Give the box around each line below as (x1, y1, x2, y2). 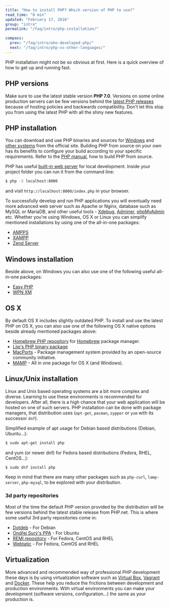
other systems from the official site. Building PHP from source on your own (5, 143, 161, 149)
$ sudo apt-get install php (5, 440, 65, 445)
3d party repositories (5, 492, 59, 499)
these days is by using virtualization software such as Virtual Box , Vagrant (5, 574, 160, 580)
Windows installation (5, 255, 74, 263)
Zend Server (12, 240, 39, 246)
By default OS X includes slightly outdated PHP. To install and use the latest (5, 317, 163, 324)
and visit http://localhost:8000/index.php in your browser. (5, 188, 130, 194)
